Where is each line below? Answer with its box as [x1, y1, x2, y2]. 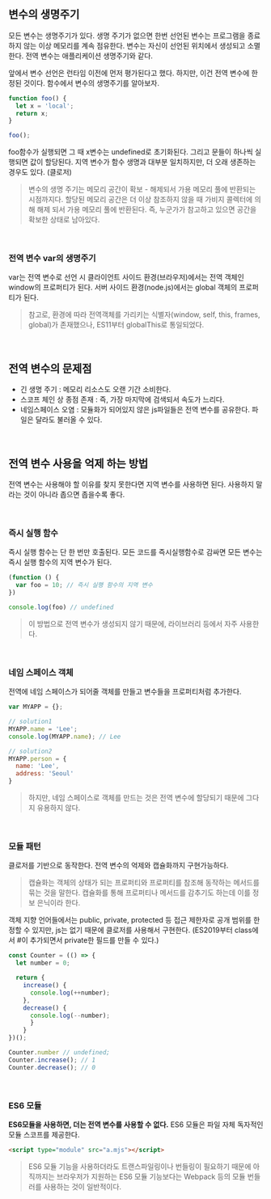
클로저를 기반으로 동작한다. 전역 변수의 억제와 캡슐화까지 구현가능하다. [8, 860, 229, 871]
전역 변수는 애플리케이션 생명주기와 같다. [25, 51, 154, 61]
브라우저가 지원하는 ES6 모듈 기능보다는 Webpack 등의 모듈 [56, 1172, 246, 1181]
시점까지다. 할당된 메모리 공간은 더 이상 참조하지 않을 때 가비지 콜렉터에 [28, 195, 253, 205]
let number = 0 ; [15, 959, 70, 968]
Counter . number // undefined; [8, 1049, 111, 1057]
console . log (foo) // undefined [8, 603, 114, 612]
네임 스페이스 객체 [8, 666, 74, 678]
